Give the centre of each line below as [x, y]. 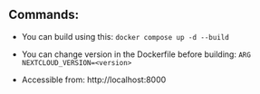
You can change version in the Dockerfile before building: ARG [136, 54]
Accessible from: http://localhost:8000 [94, 80]
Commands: [44, 15]
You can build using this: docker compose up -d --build [125, 36]
